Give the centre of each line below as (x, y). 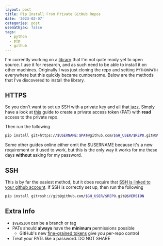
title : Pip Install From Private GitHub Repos (53, 14)
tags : (10, 32)
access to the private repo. (32, 117)
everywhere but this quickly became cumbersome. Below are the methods (79, 75)
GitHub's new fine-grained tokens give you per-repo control (79, 233)
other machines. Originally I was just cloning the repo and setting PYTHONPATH (81, 70)
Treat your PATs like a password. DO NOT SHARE (61, 238)
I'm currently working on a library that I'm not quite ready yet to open (74, 59)
